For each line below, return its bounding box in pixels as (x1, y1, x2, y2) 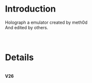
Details (5, 52, 34, 63)
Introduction (5, 3, 56, 15)
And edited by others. (5, 24, 48, 30)
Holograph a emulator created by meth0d (5, 19, 88, 25)
